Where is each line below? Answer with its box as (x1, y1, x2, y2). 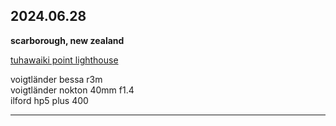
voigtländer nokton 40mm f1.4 (10, 84, 135, 96)
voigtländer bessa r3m (10, 73, 103, 85)
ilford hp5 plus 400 (10, 94, 89, 106)
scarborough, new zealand (10, 34, 125, 46)
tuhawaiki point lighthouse (10, 54, 119, 66)
